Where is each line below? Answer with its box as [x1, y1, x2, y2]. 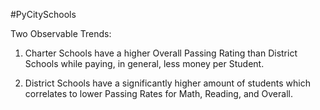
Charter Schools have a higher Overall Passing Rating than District [24, 47, 298, 59]
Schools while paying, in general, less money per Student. [24, 58, 265, 69]
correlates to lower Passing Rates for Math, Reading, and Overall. [24, 88, 293, 99]
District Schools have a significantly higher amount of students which [24, 77, 311, 89]
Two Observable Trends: [10, 28, 112, 39]
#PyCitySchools [10, 9, 77, 20]
